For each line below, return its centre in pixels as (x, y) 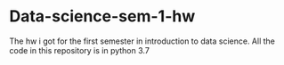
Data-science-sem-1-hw (102, 16)
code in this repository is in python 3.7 (79, 50)
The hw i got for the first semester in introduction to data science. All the (142, 41)
